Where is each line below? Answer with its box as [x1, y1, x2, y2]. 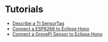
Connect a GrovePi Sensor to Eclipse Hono [12, 31, 103, 37]
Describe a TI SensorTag [12, 20, 64, 26]
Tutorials [5, 4, 44, 15]
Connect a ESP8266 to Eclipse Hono [12, 25, 90, 31]
